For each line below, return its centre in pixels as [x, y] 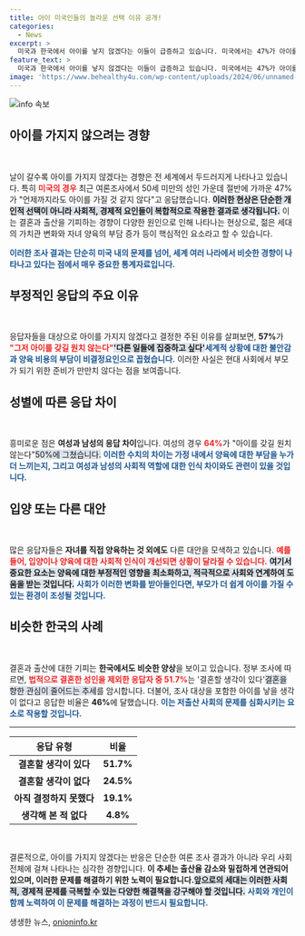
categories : [32, 26]
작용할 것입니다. [54, 713]
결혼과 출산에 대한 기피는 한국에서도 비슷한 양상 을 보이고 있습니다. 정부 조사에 [146, 668]
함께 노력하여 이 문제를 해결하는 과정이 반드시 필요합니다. [109, 902]
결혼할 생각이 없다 [54, 781]
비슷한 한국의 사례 [56, 627]
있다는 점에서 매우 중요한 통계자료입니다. [104, 264]
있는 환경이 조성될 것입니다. [58, 595]
